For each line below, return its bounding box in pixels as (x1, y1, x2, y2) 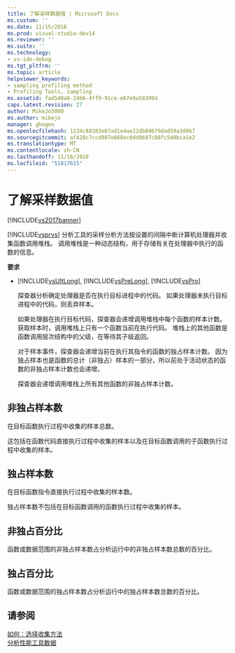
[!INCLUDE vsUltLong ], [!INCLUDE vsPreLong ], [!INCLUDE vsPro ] (17, 276, 201, 285)
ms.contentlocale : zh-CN (7, 147, 80, 154)
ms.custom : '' (7, 17, 49, 24)
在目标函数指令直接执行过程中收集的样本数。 (7, 488, 136, 496)
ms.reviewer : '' (7, 36, 55, 43)
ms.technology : (7, 50, 52, 57)
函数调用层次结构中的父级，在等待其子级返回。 (17, 332, 152, 340)
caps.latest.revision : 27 (7, 101, 83, 108)
